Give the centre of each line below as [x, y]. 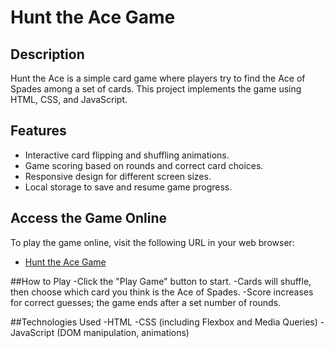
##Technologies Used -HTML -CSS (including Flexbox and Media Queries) [164, 322]
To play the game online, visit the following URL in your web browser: [152, 242]
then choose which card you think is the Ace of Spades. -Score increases [162, 292]
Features [38, 131]
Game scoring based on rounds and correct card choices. [144, 165]
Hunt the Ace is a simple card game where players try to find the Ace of [158, 78]
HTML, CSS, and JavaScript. [69, 99]
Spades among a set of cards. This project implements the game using [156, 89]
